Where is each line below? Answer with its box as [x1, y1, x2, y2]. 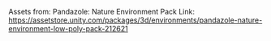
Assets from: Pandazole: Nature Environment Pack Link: [8, 7, 195, 16]
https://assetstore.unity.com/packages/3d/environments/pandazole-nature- [8, 15, 263, 25]
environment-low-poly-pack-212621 [8, 24, 128, 33]
